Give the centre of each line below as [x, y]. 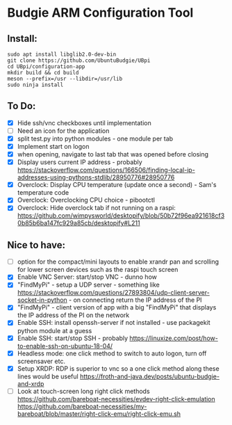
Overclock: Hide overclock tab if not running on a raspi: [96, 208]
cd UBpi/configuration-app [46, 67]
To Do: [22, 106]
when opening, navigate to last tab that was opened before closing [113, 154]
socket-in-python [42, 300]
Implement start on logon [53, 146]
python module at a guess [55, 330]
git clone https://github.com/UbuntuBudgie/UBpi [79, 61]
